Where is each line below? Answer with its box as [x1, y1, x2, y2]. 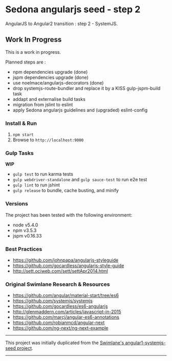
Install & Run [5, 119, 37, 126]
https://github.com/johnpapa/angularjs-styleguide [12, 257, 119, 263]
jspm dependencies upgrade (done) [12, 74, 89, 80]
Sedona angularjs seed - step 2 [5, 4, 141, 15]
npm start [12, 132, 34, 138]
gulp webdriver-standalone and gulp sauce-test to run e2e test [12, 177, 147, 183]
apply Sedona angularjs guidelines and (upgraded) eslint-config [12, 107, 148, 113]
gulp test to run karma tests [12, 171, 73, 177]
